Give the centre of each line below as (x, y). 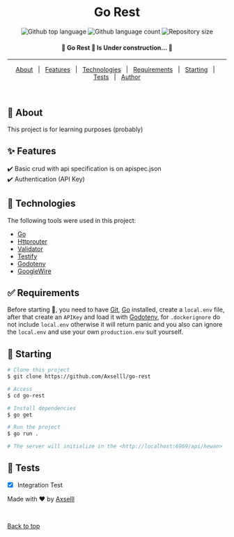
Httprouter (32, 241)
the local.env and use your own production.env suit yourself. (95, 332)
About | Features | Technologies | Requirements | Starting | (115, 70)
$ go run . (23, 434)
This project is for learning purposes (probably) (75, 129)
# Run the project (34, 427)
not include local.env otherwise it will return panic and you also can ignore (115, 325)
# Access (20, 389)
